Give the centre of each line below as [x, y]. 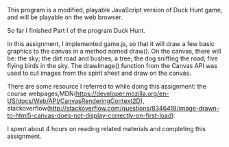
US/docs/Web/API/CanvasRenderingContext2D [74, 101]
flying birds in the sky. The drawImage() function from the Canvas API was [112, 66]
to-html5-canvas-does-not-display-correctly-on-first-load [89, 115]
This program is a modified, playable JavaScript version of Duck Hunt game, [115, 10]
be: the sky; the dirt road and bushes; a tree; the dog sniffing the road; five [112, 58]
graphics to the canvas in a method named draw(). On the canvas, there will [114, 51]
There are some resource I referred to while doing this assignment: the [107, 86]
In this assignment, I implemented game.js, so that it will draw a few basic [111, 44]
